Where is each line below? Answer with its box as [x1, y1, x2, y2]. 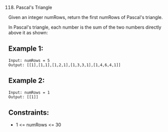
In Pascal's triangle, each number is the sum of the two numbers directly [8, 24, 162, 30]
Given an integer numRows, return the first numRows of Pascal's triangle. [8, 14, 163, 20]
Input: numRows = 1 [8, 90, 50, 95]
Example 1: [8, 45, 44, 53]
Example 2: [8, 76, 45, 85]
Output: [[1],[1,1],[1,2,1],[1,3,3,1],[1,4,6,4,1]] [8, 62, 121, 68]
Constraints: [8, 108, 49, 117]
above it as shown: [8, 30, 48, 35]
